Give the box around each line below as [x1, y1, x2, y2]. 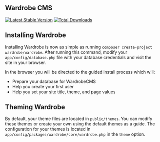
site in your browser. [5, 60, 46, 65]
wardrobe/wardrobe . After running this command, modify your [5, 49, 128, 55]
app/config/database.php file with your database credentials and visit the [5, 54, 152, 60]
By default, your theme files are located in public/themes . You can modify [5, 116, 153, 122]
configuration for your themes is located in [5, 126, 91, 132]
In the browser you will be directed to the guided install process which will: [5, 69, 155, 75]
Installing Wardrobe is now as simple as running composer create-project [5, 44, 153, 50]
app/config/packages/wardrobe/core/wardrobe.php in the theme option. [5, 131, 145, 137]
